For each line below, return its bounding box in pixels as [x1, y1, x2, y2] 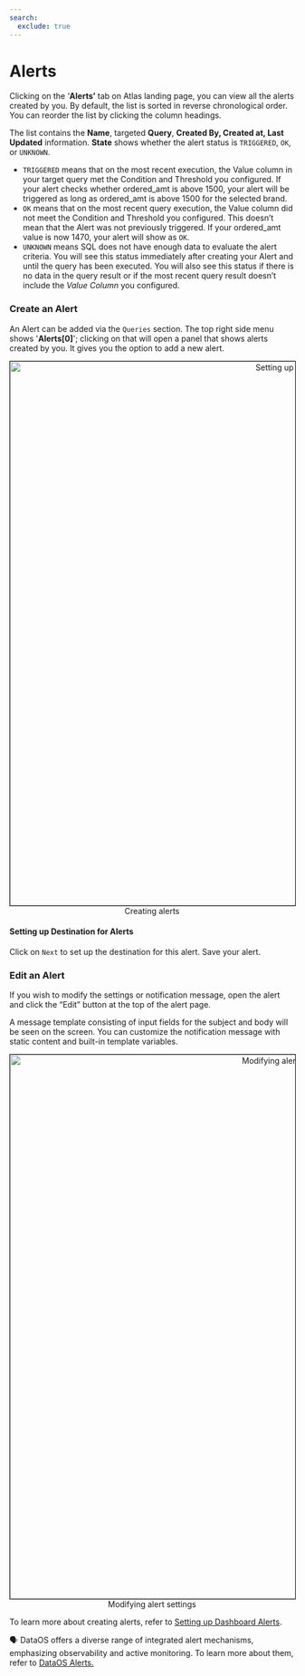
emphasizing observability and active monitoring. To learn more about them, [9, 1648, 294, 1659]
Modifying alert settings [107, 1599, 196, 1610]
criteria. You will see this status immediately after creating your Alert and [22, 251, 294, 262]
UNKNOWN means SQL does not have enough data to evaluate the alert [22, 241, 278, 252]
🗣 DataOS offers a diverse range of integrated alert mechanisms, [9, 1634, 254, 1646]
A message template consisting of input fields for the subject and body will [9, 1017, 289, 1028]
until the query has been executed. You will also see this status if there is [22, 260, 294, 272]
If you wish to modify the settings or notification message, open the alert [9, 989, 281, 1000]
